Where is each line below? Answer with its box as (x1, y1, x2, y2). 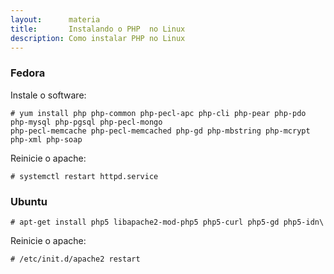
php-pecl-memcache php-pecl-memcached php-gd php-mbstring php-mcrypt (10, 126, 311, 136)
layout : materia (10, 14, 101, 25)
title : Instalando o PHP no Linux (10, 24, 186, 34)
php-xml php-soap (10, 134, 83, 145)
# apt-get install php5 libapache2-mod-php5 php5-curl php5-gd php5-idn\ (10, 217, 325, 227)
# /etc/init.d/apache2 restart (10, 254, 141, 264)
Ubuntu (10, 194, 48, 208)
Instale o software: (10, 89, 87, 101)
